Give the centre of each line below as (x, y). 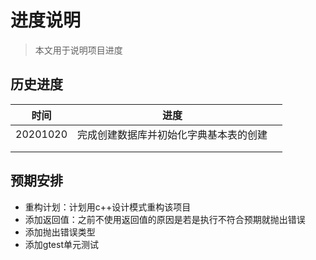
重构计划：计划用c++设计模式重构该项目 (108, 207)
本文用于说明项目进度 (78, 50)
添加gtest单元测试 (61, 244)
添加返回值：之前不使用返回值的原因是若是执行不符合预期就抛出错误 (165, 219)
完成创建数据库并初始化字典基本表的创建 (172, 134)
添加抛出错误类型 (60, 232)
